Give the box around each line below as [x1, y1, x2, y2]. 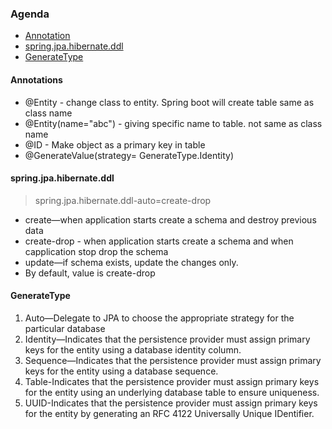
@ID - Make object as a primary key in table [24, 138, 206, 151]
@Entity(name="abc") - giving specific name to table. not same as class [24, 117, 323, 129]
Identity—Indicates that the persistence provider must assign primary [24, 333, 311, 345]
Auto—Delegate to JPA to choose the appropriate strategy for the [24, 312, 295, 324]
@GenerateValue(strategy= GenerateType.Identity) [24, 149, 234, 161]
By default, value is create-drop [24, 267, 156, 279]
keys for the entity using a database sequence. [24, 365, 219, 377]
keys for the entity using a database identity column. [24, 343, 242, 356]
